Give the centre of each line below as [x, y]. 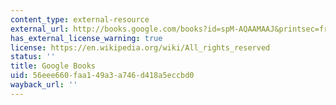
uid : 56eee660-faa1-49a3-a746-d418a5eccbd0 [102, 76]
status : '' [33, 57]
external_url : [40, 29]
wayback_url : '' [44, 85]
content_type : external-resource [80, 19]
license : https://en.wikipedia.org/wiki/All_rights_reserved [140, 47]
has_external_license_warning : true [86, 38]
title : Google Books [53, 66]
